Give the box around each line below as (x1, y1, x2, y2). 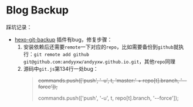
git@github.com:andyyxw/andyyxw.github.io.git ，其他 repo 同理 (23, 58, 176, 65)
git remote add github (33, 51, 89, 57)
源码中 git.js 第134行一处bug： (23, 65, 99, 72)
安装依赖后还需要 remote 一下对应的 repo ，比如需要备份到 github (23, 43, 174, 50)
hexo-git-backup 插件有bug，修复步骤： (14, 36, 113, 43)
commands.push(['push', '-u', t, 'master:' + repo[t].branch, (38, 77, 180, 84)
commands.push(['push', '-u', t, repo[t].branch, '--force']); (38, 94, 179, 101)
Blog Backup (6, 4, 69, 17)
